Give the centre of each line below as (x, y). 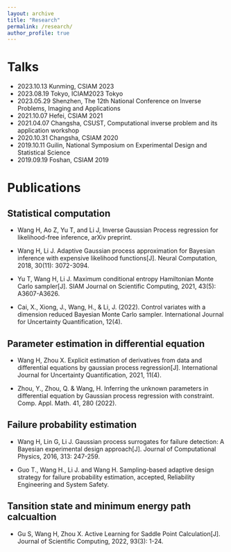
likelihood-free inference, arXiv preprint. (75, 238)
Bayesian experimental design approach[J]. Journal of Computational (117, 449)
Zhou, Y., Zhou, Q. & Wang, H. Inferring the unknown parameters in (113, 388)
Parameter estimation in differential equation (106, 344)
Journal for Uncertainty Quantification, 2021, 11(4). (89, 375)
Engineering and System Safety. (63, 484)
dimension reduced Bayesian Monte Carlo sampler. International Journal (120, 314)
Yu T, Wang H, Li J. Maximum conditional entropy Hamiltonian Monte (115, 279)
